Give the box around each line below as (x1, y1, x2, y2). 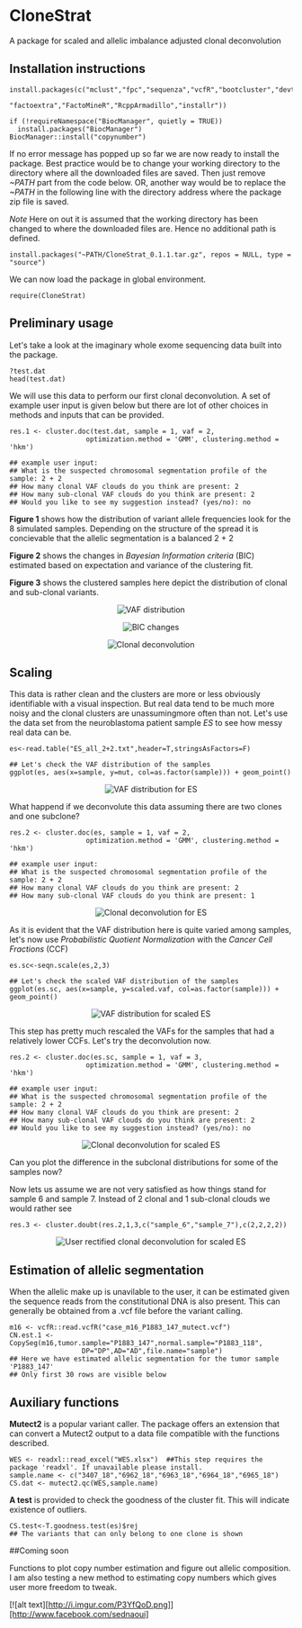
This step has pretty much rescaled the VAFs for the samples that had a (9, 1026, 275, 1036)
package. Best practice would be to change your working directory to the (9, 158, 280, 168)
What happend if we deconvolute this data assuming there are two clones (9, 801, 282, 812)
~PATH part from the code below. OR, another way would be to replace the (9, 176, 286, 187)
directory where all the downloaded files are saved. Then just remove (9, 167, 266, 178)
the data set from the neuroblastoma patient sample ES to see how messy (9, 718, 283, 728)
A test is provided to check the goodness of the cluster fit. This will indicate (9, 1495, 290, 1505)
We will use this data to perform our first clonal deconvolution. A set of (9, 390, 271, 401)
